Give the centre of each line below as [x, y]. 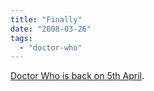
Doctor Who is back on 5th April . [77, 76]
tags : [21, 38]
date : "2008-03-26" [51, 29]
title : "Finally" [46, 19]
